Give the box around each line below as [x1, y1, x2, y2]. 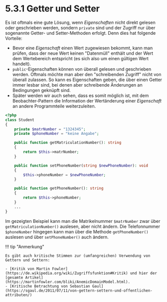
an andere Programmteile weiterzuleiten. [12, 103, 96, 109]
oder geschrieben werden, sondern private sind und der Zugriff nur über [5, 24, 156, 30]
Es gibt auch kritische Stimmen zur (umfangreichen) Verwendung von [5, 253, 151, 258]
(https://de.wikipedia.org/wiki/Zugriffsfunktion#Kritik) [5, 271, 128, 276]
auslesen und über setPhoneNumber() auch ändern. [5, 234, 109, 240]
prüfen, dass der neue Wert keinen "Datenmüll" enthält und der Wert [12, 50, 154, 56]
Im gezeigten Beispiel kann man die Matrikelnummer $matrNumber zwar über [5, 218, 161, 224]
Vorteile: [5, 35, 22, 41]
